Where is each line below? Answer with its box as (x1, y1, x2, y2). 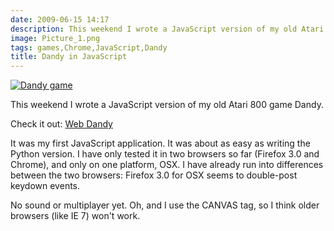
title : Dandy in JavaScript (10, 52, 128, 62)
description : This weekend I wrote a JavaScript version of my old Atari (10, 24, 325, 34)
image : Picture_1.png (10, 33, 101, 43)
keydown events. (10, 180, 81, 192)
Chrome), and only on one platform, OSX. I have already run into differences (10, 159, 324, 171)
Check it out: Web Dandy (10, 118, 113, 130)
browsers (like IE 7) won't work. (10, 210, 141, 222)
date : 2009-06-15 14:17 (10, 14, 110, 25)
